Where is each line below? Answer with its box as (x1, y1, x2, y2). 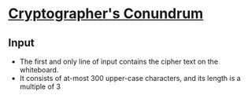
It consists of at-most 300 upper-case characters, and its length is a (19, 74, 242, 82)
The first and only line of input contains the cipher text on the (19, 57, 219, 66)
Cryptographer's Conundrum (8, 5, 204, 23)
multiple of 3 (19, 82, 61, 91)
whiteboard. (19, 65, 59, 75)
